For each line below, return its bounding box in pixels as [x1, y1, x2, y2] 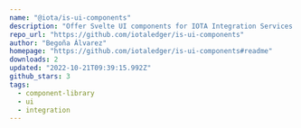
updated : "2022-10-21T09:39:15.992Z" [9, 64, 152, 73]
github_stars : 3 [9, 72, 71, 81]
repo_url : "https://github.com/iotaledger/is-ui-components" [9, 30, 245, 39]
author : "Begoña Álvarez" [9, 38, 107, 48]
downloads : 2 [9, 55, 59, 64]
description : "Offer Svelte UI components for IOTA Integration [9, 22, 257, 31]
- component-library [17, 88, 95, 97]
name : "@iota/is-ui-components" [9, 13, 131, 23]
